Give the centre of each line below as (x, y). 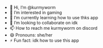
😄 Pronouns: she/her (31, 35)
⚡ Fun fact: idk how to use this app (44, 40)
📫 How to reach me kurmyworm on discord (53, 28)
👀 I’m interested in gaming (36, 12)
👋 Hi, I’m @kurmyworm (33, 7)
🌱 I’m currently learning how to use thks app (54, 18)
